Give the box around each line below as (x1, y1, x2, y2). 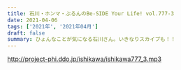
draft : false (7, 29, 45, 37)
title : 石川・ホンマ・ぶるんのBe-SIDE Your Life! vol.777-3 (7, 10, 175, 17)
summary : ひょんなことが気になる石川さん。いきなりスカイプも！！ (7, 36, 176, 43)
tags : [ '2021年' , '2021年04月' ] (7, 23, 99, 30)
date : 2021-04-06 (7, 17, 58, 24)
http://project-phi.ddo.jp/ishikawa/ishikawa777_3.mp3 (7, 55, 162, 63)
